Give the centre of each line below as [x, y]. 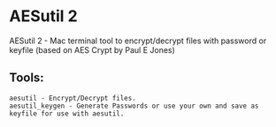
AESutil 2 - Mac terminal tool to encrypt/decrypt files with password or [138, 41]
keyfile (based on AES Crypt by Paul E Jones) [92, 49]
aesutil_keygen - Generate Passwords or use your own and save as [134, 106]
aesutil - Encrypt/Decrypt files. [73, 98]
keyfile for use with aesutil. [67, 113]
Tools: [27, 78]
